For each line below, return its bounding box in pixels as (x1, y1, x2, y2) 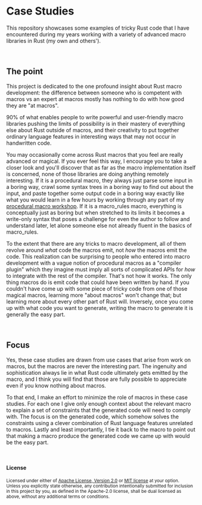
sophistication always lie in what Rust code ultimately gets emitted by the (6, 369, 188, 376)
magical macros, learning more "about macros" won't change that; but (6, 291, 181, 299)
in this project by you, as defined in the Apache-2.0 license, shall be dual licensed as (6, 488, 182, 494)
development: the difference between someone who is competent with (6, 89, 182, 96)
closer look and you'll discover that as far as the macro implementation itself (6, 163, 196, 171)
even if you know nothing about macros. (6, 381, 107, 389)
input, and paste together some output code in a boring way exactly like (6, 190, 185, 197)
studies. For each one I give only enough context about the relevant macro (6, 400, 191, 407)
